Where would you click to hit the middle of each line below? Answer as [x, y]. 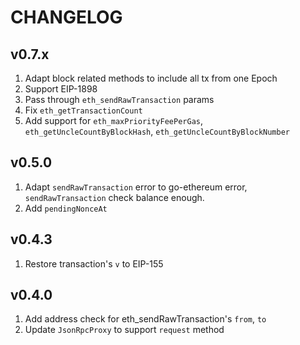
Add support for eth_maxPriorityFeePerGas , [113, 120]
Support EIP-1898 [61, 89]
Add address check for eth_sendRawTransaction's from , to [145, 319]
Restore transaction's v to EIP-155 [94, 263]
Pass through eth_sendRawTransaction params [119, 99]
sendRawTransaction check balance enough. [114, 197]
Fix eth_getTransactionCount [83, 110]
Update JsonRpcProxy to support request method [124, 330]
